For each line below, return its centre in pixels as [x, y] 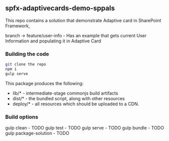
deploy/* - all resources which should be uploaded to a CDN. [76, 104]
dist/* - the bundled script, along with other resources [69, 98]
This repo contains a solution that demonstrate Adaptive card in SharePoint [83, 20]
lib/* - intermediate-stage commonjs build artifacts [65, 93]
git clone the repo [26, 64]
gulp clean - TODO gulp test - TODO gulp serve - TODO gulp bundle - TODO [85, 128]
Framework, [18, 26]
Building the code [27, 54]
